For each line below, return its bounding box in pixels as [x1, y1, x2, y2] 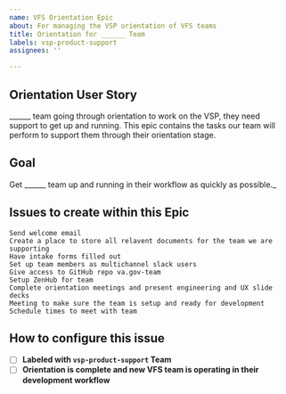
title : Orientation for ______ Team [9, 29, 145, 38]
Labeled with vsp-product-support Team [21, 354, 172, 365]
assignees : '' [9, 46, 62, 55]
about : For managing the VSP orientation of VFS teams [9, 21, 217, 30]
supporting [9, 244, 50, 253]
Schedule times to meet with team [9, 307, 138, 316]
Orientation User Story [9, 86, 138, 103]
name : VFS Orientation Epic [9, 12, 114, 22]
